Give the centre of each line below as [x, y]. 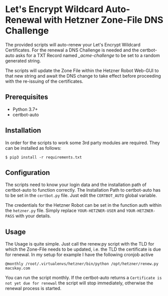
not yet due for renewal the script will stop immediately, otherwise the [79, 283]
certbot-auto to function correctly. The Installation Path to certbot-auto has [83, 190]
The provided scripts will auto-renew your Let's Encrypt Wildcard [73, 44]
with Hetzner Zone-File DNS [103, 20]
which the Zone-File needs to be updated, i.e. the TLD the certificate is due [83, 249]
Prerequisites [27, 97]
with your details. [33, 216]
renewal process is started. [33, 288]
